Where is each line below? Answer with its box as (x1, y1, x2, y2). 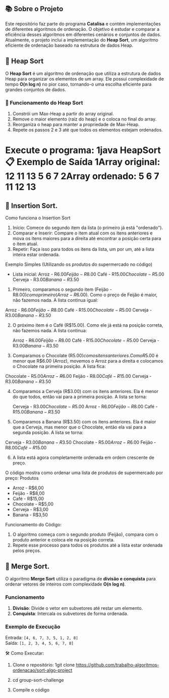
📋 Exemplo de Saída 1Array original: (5, 157, 160, 168)
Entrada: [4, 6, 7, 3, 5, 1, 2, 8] (5, 635, 78, 641)
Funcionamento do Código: (5, 521, 62, 527)
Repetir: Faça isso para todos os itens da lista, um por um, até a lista (12, 246, 155, 252)
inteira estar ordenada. (12, 251, 60, 257)
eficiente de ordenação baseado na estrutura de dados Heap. (5, 42, 134, 48)
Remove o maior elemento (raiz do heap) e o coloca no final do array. (12, 116, 157, 122)
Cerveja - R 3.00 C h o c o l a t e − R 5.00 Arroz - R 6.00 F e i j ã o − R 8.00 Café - (12, 403, 158, 409)
